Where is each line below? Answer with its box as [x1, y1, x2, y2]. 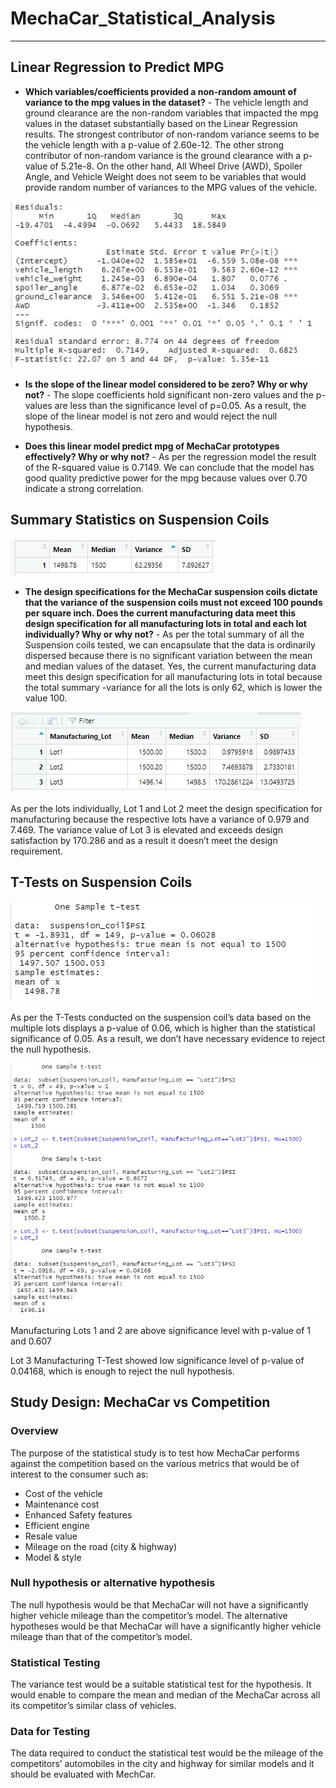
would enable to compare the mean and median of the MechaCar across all [10, 1689, 321, 1701]
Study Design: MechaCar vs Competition [10, 1394, 271, 1411]
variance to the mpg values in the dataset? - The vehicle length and [24, 96, 309, 108]
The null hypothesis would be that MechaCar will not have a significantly [10, 1598, 309, 1611]
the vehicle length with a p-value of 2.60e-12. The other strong [24, 138, 285, 151]
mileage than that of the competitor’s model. [10, 1630, 193, 1642]
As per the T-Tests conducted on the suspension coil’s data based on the [10, 1011, 312, 1023]
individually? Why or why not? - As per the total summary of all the [24, 628, 305, 640]
